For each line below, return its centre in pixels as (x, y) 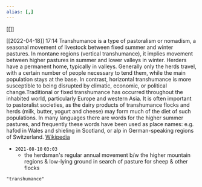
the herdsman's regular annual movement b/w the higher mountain (107, 155)
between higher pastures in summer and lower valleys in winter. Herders (96, 60)
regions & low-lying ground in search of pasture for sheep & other (106, 161)
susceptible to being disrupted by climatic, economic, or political (87, 86)
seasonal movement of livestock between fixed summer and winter (90, 47)
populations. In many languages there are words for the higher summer (95, 118)
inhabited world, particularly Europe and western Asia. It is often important (99, 98)
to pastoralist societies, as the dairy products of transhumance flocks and (98, 105)
